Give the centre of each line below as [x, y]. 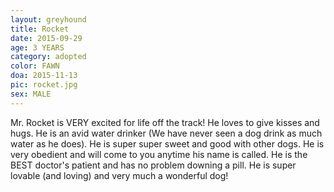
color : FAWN [35, 66]
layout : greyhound [48, 19]
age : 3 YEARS [37, 47]
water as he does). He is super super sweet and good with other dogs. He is [167, 143]
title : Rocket [40, 29]
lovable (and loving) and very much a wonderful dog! [119, 175]
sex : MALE [31, 94]
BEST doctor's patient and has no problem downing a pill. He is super [153, 165]
